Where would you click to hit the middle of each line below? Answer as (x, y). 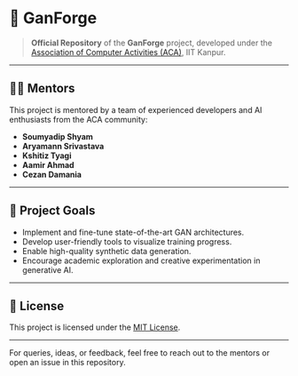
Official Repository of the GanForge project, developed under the (152, 43)
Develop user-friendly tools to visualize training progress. (127, 241)
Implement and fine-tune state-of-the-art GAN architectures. (133, 232)
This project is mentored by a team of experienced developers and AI (136, 109)
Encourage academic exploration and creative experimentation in (141, 260)
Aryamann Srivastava (63, 146)
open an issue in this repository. (67, 363)
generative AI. (47, 269)
